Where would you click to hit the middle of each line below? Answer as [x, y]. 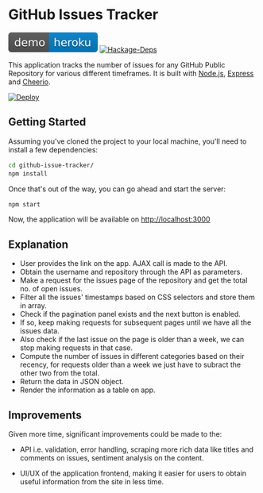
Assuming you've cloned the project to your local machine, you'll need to [128, 141]
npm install [28, 173]
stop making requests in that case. [76, 348]
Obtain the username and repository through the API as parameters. [131, 272]
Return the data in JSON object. [72, 382]
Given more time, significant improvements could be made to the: [115, 434]
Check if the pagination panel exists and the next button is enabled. [130, 314]
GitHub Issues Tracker [83, 15]
